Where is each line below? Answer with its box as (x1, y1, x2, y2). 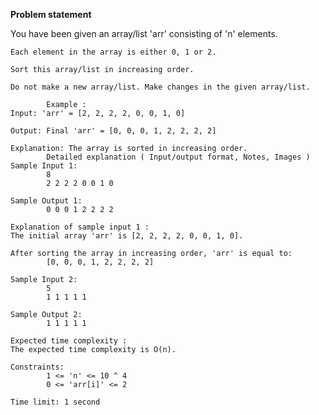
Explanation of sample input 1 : (10, 222, 150, 232)
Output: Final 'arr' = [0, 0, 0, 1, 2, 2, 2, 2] (10, 126, 217, 136)
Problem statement (10, 9, 92, 20)
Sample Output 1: (10, 196, 83, 206)
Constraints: (10, 362, 65, 372)
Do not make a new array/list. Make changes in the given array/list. (10, 82, 311, 92)
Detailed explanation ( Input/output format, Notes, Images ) (46, 152, 311, 162)
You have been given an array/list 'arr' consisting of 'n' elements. (10, 28, 278, 39)
